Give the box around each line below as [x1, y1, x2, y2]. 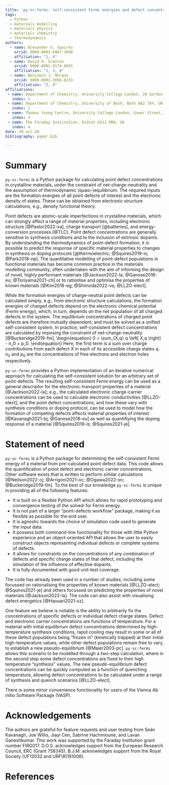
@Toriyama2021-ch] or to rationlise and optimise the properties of [13, 277, 150, 283]
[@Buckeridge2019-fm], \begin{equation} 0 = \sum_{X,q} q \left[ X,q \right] [5, 335, 161, 341]
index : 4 [12, 124, 30, 129]
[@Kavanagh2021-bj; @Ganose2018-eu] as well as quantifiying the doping [5, 415, 160, 421]
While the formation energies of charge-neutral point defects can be [5, 293, 147, 299]
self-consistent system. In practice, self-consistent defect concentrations [5, 324, 157, 330]
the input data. [12, 524, 43, 530]
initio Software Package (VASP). [5, 692, 72, 698]
